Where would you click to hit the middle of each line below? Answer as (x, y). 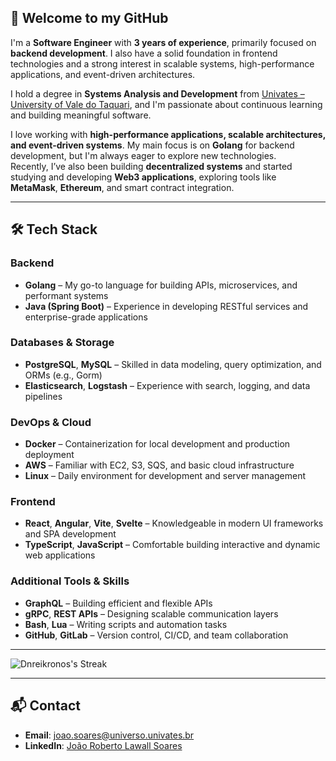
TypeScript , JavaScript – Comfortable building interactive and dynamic (172, 545)
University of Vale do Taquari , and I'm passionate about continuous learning (166, 104)
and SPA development (70, 534)
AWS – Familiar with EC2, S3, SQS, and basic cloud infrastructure (159, 465)
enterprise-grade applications (86, 317)
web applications (60, 555)
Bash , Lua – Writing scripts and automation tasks (126, 624)
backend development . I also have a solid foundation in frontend (144, 53)
